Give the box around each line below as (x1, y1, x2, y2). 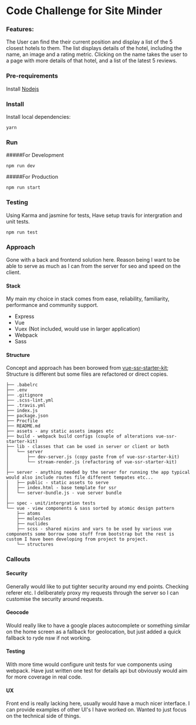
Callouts (6, 555, 31, 563)
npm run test (6, 229, 38, 235)
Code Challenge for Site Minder (6, 4, 163, 18)
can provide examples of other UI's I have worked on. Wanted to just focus (6, 706, 187, 713)
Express (14, 313, 35, 320)
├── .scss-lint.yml (6, 397, 54, 403)
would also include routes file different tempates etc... (6, 475, 154, 480)
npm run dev (6, 163, 35, 169)
